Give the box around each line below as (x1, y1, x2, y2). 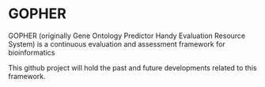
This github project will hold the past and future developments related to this (8, 62, 257, 72)
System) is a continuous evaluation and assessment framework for (8, 39, 225, 48)
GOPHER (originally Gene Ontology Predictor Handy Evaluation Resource (8, 31, 246, 40)
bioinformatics (8, 47, 55, 57)
